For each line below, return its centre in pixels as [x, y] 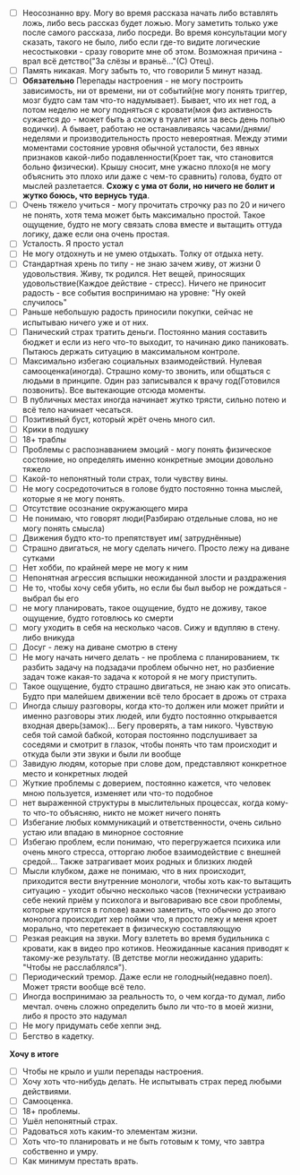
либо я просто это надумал [74, 1016]
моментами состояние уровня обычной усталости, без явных [141, 148]
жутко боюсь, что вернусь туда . [86, 195]
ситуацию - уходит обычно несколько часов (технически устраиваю [154, 891]
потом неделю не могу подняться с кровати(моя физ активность [147, 110]
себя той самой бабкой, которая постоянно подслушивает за [140, 734]
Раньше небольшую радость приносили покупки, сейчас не [137, 312]
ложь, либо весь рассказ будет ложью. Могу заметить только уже [150, 23]
